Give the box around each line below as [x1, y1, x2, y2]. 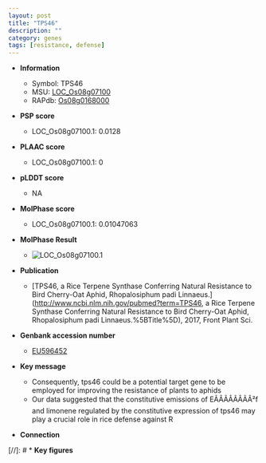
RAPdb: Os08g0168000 [31, 96, 110, 105]
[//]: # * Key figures [8, 445, 73, 455]
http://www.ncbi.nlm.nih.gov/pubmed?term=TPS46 [34, 299, 202, 308]
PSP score [19, 111, 55, 121]
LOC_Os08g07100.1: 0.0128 [31, 127, 121, 137]
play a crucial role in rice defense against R [31, 414, 174, 424]
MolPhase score [19, 204, 75, 214]
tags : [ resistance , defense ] [8, 42, 105, 49]
